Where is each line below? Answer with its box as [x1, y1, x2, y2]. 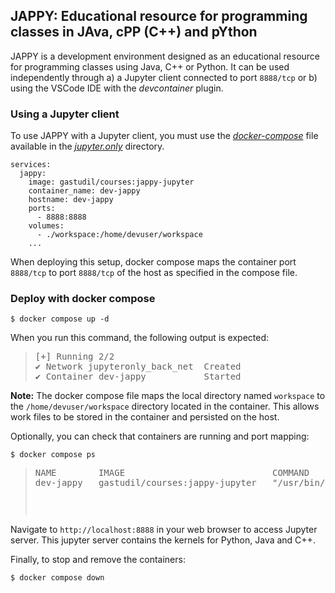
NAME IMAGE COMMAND [34, 467, 310, 479]
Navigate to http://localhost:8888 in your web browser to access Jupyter [10, 524, 318, 536]
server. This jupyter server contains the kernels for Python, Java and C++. [10, 534, 316, 546]
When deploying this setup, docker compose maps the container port [10, 256, 297, 268]
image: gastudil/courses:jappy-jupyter [28, 177, 195, 188]
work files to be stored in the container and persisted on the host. [10, 411, 280, 423]
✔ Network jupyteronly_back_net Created [34, 361, 242, 373]
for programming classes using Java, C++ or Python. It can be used [10, 60, 290, 73]
